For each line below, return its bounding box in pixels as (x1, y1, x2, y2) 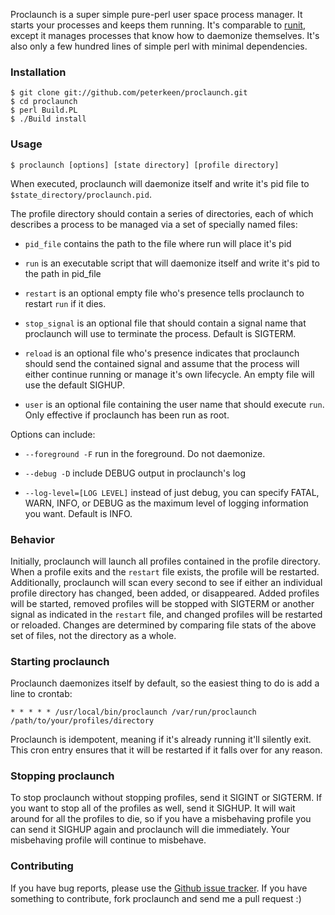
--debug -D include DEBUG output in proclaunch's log (24, 467, 247, 479)
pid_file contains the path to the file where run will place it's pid (24, 237, 292, 249)
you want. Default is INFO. (24, 507, 133, 519)
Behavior (10, 532, 55, 546)
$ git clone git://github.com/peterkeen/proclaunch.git (10, 88, 248, 98)
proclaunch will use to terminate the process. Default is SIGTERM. (24, 327, 297, 339)
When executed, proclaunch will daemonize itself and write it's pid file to (10, 177, 310, 189)
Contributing (10, 859, 74, 873)
